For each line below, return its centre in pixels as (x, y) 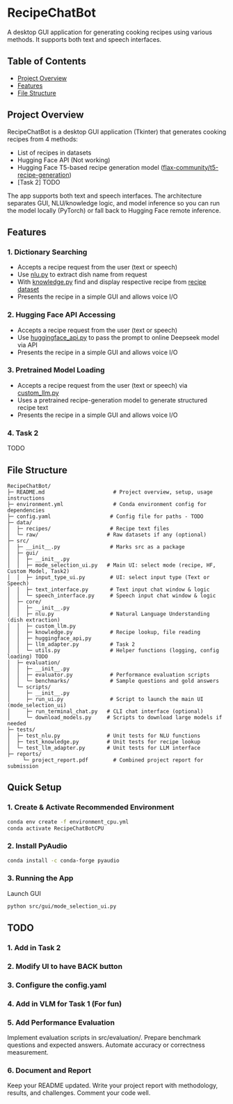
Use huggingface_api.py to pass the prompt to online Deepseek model (118, 337)
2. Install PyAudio (37, 846)
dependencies (26, 510)
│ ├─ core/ (24, 601)
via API (27, 345)
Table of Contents (47, 62)
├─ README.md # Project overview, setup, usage (110, 492)
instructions (26, 498)
